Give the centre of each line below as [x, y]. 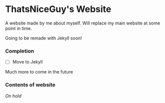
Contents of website [30, 85]
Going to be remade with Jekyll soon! [44, 38]
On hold [13, 95]
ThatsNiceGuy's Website [58, 9]
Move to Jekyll [27, 62]
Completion [20, 51]
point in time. [19, 28]
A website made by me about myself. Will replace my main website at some [83, 23]
